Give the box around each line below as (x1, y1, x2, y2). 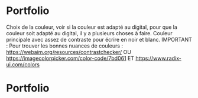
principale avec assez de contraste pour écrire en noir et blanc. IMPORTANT (6, 36, 192, 43)
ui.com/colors (6, 60, 40, 68)
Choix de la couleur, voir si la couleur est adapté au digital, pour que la (6, 23, 177, 31)
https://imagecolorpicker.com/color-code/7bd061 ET (6, 55, 135, 62)
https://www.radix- (135, 55, 181, 62)
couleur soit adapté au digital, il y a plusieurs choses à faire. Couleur (6, 29, 173, 36)
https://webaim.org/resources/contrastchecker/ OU (6, 48, 132, 55)
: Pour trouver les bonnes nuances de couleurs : (6, 42, 123, 49)
